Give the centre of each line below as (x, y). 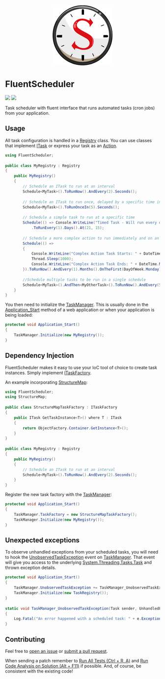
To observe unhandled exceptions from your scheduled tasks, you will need (82, 552)
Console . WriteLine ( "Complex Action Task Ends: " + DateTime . (95, 264)
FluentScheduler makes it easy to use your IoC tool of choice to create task (81, 367)
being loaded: (19, 315)
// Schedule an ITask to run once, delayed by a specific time (89, 202)
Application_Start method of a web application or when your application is (80, 310)
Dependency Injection (40, 356)
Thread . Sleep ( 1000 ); (52, 259)
